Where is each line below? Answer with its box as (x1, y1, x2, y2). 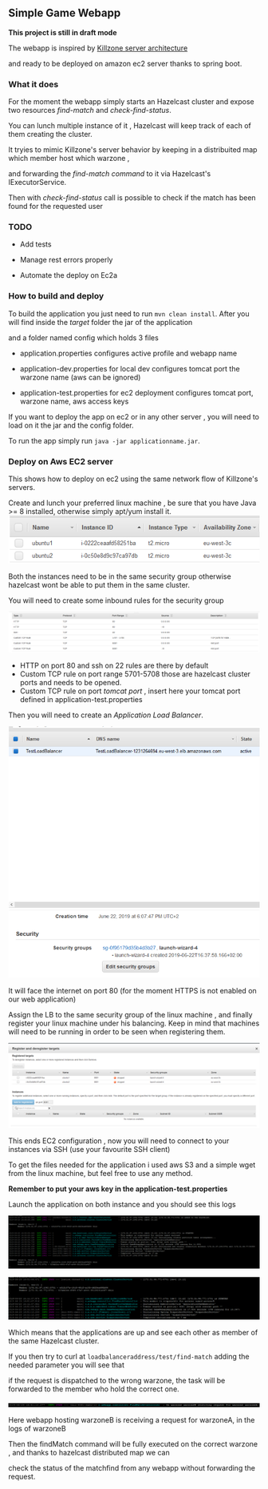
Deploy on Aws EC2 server (8, 456, 113, 467)
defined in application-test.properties (19, 695, 143, 704)
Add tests (19, 239, 52, 249)
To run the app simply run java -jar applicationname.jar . (8, 435, 201, 445)
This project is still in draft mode (8, 27, 117, 37)
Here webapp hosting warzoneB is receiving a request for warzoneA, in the (8, 1415, 255, 1424)
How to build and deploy (8, 291, 104, 302)
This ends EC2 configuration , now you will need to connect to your (8, 1136, 230, 1146)
